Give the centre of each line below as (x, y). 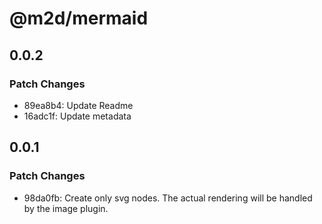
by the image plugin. (66, 208)
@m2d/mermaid (79, 18)
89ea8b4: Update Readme (78, 105)
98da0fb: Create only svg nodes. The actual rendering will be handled (168, 198)
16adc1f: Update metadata (77, 116)
